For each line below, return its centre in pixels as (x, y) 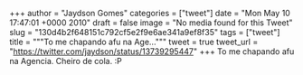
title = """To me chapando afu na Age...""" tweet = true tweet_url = (134, 42)
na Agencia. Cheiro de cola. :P (66, 61)
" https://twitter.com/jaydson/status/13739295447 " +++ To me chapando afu (152, 52)
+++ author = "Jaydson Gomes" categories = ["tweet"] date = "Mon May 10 (150, 13)
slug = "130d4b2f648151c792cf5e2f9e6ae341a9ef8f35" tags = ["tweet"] (145, 32)
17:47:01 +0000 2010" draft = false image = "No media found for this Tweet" (151, 23)
